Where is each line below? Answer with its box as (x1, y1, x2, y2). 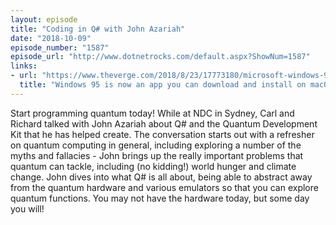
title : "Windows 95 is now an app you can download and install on (19, 80, 307, 90)
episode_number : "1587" (10, 42, 110, 53)
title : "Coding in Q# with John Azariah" (10, 24, 186, 34)
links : (10, 61, 38, 71)
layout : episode (10, 14, 78, 25)
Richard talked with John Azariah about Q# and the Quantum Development (10, 117, 318, 130)
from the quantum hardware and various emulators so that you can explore (10, 181, 319, 193)
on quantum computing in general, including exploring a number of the (10, 139, 302, 151)
